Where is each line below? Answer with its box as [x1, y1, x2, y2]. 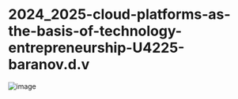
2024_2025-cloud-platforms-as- [8, 5, 231, 24]
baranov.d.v [8, 56, 90, 74]
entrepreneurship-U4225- [8, 39, 185, 57]
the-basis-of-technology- [8, 22, 183, 40]
